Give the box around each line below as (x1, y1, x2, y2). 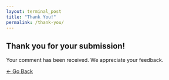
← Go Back (6, 68, 33, 75)
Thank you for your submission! (6, 41, 125, 51)
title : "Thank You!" (6, 14, 57, 20)
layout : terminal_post (6, 8, 62, 15)
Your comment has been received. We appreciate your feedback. (6, 57, 164, 64)
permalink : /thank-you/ (6, 19, 65, 25)
